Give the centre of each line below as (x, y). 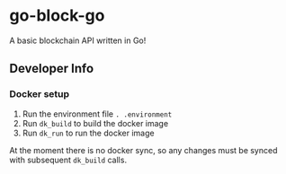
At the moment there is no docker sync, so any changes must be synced (143, 150)
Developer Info (52, 69)
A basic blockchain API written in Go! (78, 40)
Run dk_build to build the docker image (95, 123)
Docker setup (40, 94)
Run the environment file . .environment (97, 114)
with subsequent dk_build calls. (68, 160)
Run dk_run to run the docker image (88, 133)
